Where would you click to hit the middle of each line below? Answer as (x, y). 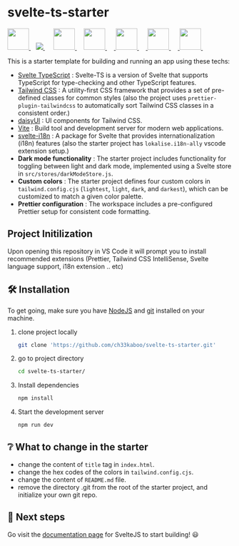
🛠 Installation (39, 290)
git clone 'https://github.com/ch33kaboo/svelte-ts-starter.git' (117, 345)
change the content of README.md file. (72, 480)
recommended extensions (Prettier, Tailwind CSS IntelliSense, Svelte (108, 258)
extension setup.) (43, 151)
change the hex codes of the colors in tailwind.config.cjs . (106, 472)
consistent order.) (44, 113)
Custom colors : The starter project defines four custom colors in (114, 181)
